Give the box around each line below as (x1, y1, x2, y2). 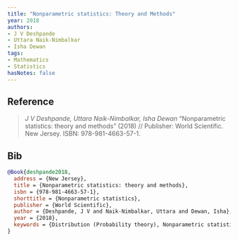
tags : (7, 50, 23, 57)
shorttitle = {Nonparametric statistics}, (13, 195, 141, 202)
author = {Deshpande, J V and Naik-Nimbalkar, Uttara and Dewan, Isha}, (13, 208, 233, 216)
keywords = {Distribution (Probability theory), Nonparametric (13, 221, 204, 228)
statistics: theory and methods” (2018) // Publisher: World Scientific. (24, 122, 224, 131)
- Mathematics (7, 57, 50, 64)
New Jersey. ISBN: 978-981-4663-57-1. (24, 129, 141, 138)
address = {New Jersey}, (13, 175, 87, 182)
